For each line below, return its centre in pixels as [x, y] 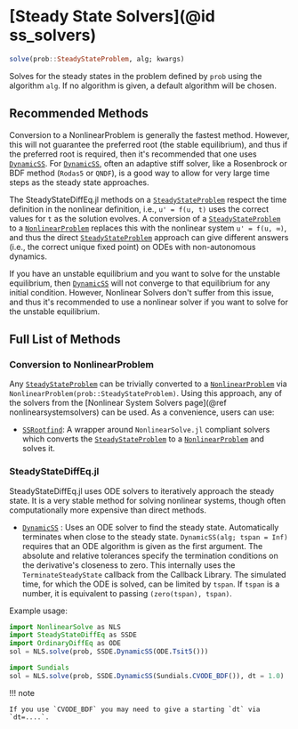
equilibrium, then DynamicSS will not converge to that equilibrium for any [140, 283]
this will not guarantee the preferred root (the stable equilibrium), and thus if [149, 144]
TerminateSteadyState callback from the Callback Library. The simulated [154, 574]
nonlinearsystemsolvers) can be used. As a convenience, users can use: [142, 412]
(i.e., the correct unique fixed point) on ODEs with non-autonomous [133, 247]
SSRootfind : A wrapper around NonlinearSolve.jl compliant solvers [146, 430]
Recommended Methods [79, 113]
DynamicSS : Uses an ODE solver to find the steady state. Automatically [150, 527]
